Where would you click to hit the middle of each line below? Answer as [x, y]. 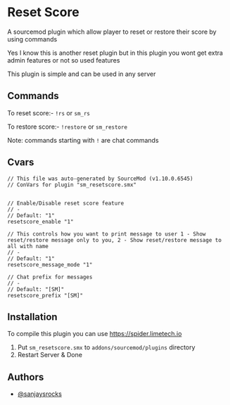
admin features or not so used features [64, 60]
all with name [28, 246]
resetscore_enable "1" [40, 221]
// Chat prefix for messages [50, 277]
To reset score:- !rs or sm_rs [49, 112]
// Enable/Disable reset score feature [66, 203]
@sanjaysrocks [39, 394]
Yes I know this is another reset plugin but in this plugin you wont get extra [115, 53]
